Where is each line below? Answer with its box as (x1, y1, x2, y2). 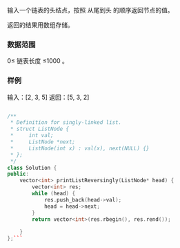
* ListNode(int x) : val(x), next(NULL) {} (10, 145, 150, 152)
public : (7, 170, 30, 178)
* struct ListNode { (10, 125, 70, 133)
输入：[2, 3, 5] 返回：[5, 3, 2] (7, 93, 90, 101)
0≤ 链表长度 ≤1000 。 (7, 57, 69, 65)
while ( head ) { (32, 190, 76, 197)
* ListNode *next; (10, 139, 76, 145)
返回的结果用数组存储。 (7, 21, 74, 29)
